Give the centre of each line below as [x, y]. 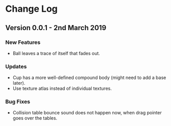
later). [19, 83]
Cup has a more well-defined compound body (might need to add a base [89, 78]
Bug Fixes [18, 102]
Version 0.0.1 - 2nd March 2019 [56, 28]
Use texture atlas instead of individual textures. [62, 89]
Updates [16, 66]
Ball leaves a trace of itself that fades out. [56, 53]
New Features [23, 42]
